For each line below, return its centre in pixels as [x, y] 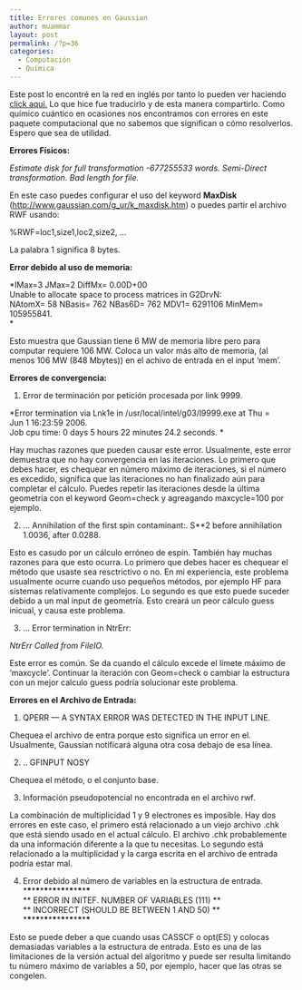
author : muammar [40, 26]
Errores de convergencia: [58, 377]
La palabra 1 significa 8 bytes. [65, 250]
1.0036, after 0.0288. [62, 534]
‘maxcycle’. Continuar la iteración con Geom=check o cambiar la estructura [150, 672]
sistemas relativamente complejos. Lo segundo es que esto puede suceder [150, 591]
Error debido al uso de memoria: [71, 267]
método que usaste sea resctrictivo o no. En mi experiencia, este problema [149, 572]
